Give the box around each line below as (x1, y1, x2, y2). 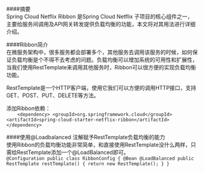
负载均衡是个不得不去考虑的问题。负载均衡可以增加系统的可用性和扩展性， (11, 56, 198, 63)
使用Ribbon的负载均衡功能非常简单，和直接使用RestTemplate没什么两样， (6, 141, 191, 148)
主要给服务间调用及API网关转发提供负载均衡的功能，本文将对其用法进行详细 (6, 21, 196, 27)
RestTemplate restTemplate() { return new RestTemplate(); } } (6, 161, 170, 167)
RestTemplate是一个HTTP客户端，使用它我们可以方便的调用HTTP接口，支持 (6, 84, 197, 91)
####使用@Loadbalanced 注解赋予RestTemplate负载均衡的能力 (6, 134, 165, 141)
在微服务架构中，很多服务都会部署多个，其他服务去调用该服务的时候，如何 (6, 49, 192, 56)
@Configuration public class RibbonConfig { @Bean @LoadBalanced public (6, 155, 194, 161)
